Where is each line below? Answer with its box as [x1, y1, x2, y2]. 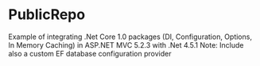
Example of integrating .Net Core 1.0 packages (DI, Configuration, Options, [8, 32, 253, 41]
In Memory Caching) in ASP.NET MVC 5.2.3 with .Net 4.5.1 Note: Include [8, 40, 244, 49]
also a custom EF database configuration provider [8, 49, 172, 58]
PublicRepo [8, 6, 86, 24]
